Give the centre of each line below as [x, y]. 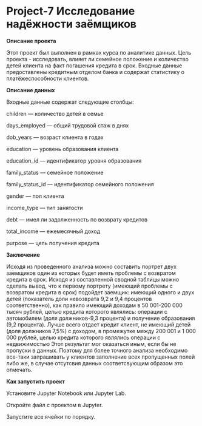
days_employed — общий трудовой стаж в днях [68, 125]
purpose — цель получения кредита [53, 243]
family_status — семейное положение [55, 172]
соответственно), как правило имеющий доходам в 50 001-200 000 [95, 305]
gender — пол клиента [35, 196]
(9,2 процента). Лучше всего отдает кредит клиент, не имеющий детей [99, 324]
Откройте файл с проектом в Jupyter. [55, 405]
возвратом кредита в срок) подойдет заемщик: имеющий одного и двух [100, 292]
